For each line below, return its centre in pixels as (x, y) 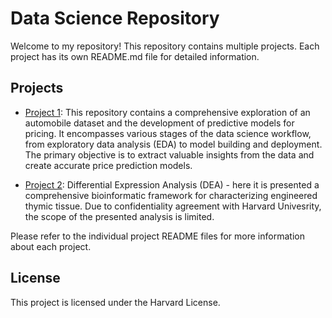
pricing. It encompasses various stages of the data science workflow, (168, 133)
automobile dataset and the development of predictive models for (159, 123)
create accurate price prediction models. (108, 165)
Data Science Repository (115, 18)
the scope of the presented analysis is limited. (119, 216)
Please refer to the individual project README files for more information (157, 236)
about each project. (51, 246)
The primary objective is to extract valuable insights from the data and (169, 154)
